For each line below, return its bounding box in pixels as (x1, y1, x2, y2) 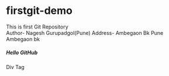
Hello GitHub (6, 49, 38, 56)
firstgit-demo (6, 4, 73, 17)
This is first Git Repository (6, 23, 68, 30)
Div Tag (6, 63, 25, 70)
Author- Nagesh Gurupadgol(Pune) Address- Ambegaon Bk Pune (6, 29, 164, 36)
